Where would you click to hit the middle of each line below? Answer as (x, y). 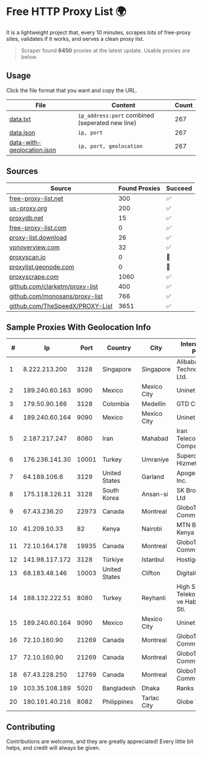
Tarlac (150, 698)
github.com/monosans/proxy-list (56, 296)
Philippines (118, 702)
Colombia (116, 404)
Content (124, 105)
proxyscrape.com (34, 276)
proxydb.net (26, 218)
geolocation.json (33, 150)
